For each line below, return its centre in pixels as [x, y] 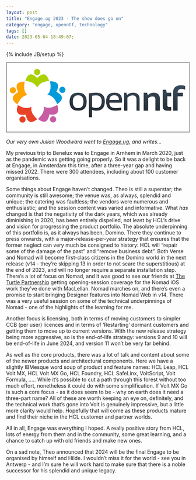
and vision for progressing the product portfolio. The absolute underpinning [97, 226]
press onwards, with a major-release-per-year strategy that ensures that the [98, 239]
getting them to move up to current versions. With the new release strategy [96, 331]
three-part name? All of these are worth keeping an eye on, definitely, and [95, 398]
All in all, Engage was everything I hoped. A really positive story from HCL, [95, 428]
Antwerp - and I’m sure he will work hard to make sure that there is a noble [96, 464]
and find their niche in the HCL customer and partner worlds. [79, 417]
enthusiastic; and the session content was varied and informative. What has [97, 208]
